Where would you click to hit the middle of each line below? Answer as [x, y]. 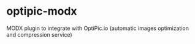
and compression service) [39, 34]
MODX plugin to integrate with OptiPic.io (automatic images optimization [97, 28]
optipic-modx [42, 11]
